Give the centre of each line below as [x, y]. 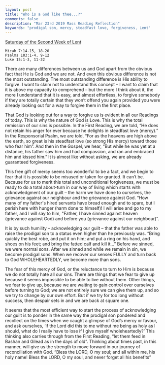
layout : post [18, 10]
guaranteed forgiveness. [30, 162]
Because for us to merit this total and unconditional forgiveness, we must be [82, 182]
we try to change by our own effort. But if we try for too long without [74, 296]
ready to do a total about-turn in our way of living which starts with [73, 187]
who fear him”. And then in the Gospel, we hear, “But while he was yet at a [80, 146]
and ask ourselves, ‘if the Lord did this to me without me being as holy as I [81, 326]
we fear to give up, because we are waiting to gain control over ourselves [80, 285]
